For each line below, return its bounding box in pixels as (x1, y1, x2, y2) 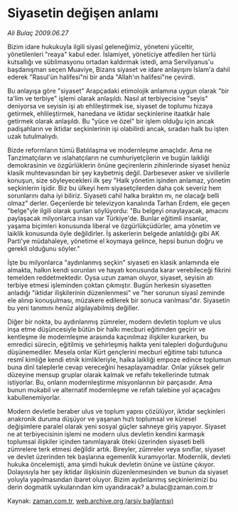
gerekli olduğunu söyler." (7, 244, 80, 252)
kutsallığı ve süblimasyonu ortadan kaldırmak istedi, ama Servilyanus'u (7, 57, 215, 66)
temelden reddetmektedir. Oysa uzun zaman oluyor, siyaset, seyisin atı (7, 273, 215, 282)
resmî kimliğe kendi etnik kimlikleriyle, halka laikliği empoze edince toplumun (7, 355, 232, 364)
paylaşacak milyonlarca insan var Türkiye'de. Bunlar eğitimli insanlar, (7, 214, 208, 222)
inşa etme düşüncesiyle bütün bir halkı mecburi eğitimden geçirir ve (7, 324, 206, 333)
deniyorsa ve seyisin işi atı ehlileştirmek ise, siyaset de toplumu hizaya (7, 101, 213, 110)
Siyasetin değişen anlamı (7, 5, 158, 21)
